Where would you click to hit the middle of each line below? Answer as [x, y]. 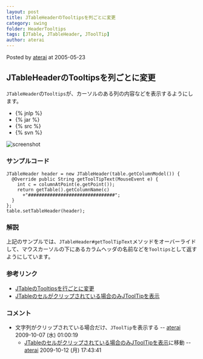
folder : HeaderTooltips [36, 29]
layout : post [23, 12]
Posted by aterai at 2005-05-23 [46, 57]
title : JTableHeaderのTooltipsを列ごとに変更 [61, 18]
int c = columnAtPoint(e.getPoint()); [66, 185]
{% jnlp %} [28, 113]
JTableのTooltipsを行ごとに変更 [55, 288]
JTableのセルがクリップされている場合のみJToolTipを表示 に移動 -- [108, 342]
